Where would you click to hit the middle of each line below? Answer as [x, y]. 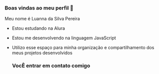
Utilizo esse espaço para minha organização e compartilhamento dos [83, 48]
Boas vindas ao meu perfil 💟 [39, 8]
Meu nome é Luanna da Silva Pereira [42, 19]
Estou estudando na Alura [38, 28]
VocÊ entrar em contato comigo [51, 66]
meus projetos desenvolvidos [42, 53]
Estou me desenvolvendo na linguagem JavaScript [64, 38]
